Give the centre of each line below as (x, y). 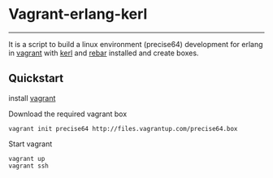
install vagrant (32, 98)
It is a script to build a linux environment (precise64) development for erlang (136, 44)
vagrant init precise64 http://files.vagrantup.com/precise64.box (123, 128)
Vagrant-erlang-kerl (78, 14)
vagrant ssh (28, 166)
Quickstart (36, 78)
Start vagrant (30, 144)
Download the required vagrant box (68, 114)
